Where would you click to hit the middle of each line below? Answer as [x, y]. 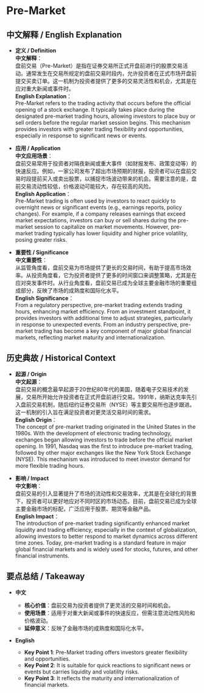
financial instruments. [42, 556]
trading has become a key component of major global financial [113, 331]
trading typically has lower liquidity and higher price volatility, [111, 233]
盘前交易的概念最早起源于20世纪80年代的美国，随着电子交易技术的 [99, 389]
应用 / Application [38, 148]
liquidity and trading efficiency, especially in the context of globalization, [106, 529]
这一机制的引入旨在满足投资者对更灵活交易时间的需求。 [84, 412]
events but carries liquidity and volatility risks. [82, 672]
